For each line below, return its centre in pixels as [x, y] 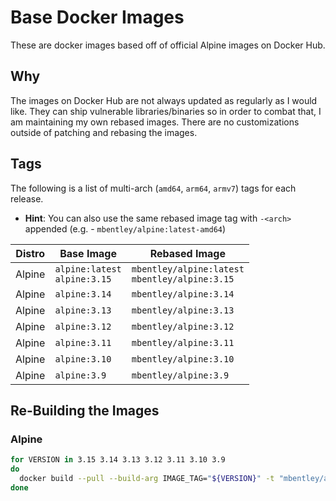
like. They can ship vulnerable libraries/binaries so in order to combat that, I [166, 111]
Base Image [88, 253]
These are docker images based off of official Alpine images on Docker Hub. [168, 45]
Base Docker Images [97, 17]
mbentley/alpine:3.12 [183, 326]
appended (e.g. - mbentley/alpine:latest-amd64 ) [125, 228]
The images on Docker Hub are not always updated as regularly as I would [164, 100]
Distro [30, 253]
